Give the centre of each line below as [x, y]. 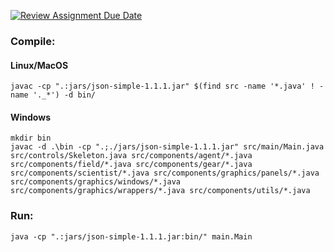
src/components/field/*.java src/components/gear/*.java [131, 165]
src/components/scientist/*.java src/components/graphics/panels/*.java [165, 173]
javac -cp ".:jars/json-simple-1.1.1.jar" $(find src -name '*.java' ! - [167, 86]
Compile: [33, 41]
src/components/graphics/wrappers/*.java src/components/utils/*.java [160, 191]
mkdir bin [31, 138]
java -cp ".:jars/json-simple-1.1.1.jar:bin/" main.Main [131, 236]
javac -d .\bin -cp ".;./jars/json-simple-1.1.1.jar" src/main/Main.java [167, 147]
